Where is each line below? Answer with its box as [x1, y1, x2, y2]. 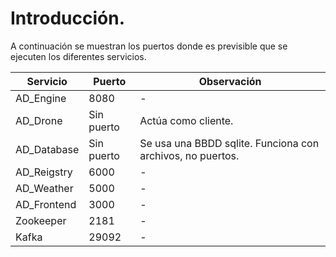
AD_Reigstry [15, 165, 73, 179]
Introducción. [10, 7, 126, 30]
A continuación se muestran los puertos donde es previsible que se [10, 40, 288, 52]
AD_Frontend [15, 197, 77, 211]
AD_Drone [15, 113, 63, 127]
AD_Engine [15, 91, 67, 105]
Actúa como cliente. [139, 113, 234, 127]
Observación [198, 74, 262, 88]
